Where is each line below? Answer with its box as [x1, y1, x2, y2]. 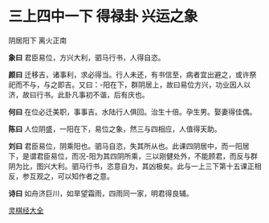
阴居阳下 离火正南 [8, 35, 67, 45]
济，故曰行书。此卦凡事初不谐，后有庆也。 [8, 89, 149, 99]
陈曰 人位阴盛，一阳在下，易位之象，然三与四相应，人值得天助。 [8, 124, 222, 134]
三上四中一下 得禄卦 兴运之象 [8, 7, 198, 26]
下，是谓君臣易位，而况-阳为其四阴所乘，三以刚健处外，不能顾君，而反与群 [8, 151, 259, 161]
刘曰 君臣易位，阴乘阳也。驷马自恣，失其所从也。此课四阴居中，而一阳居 [8, 141, 250, 151]
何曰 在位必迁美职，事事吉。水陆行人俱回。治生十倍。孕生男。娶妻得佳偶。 [8, 106, 257, 117]
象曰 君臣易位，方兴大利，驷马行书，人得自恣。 [8, 52, 165, 62]
